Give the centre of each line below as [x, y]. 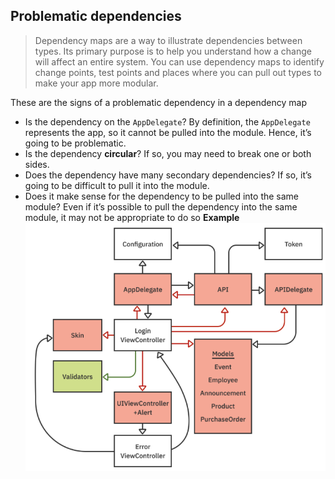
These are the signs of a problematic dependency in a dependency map [159, 102]
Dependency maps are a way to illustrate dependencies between [168, 40]
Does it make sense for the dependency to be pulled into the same [162, 196]
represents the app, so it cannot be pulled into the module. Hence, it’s [168, 132]
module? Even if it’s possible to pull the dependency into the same [161, 206]
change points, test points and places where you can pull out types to [178, 72]
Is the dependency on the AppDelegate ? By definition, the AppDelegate [167, 121]
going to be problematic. [75, 143]
